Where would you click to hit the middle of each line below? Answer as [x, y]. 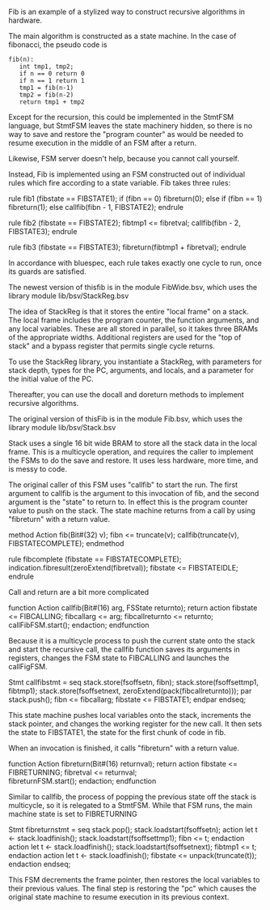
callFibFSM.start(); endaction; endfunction [79, 625]
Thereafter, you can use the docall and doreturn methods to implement [126, 395]
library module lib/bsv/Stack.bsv [62, 427]
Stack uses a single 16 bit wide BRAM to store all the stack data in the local [133, 443]
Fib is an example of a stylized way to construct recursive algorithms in [127, 12]
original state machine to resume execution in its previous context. [119, 897]
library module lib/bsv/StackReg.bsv [69, 296]
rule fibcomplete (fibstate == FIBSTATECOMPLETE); [95, 559]
